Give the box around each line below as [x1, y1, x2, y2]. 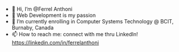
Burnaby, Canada [11, 24, 54, 31]
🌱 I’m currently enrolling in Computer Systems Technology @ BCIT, [11, 18, 174, 25]
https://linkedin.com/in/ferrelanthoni [11, 39, 99, 46]
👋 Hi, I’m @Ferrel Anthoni [11, 6, 73, 12]
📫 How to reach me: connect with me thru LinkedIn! [11, 31, 139, 37]
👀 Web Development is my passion [11, 12, 96, 19]
